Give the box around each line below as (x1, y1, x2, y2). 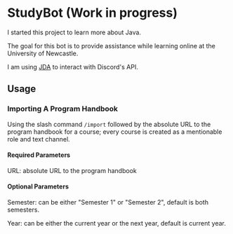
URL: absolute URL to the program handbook (7, 166, 137, 174)
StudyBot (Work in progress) (7, 5, 178, 21)
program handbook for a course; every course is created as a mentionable (7, 128, 222, 136)
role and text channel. (7, 135, 70, 143)
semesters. (7, 205, 40, 214)
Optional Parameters (7, 182, 69, 191)
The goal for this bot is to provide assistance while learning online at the (7, 41, 215, 50)
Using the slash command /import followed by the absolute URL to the (7, 120, 211, 128)
